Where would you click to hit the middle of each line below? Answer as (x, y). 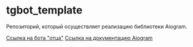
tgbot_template (44, 10)
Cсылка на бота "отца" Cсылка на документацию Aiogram (79, 38)
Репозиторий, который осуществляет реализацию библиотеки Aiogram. (97, 26)
